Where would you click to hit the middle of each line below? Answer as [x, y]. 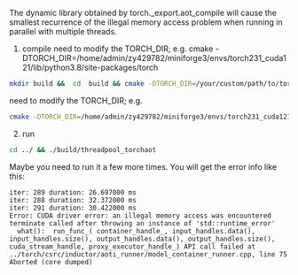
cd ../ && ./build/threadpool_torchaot [83, 149]
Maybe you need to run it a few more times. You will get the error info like [143, 166]
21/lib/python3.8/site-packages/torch [90, 67]
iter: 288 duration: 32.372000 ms [73, 200]
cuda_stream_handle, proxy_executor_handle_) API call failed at [132, 247]
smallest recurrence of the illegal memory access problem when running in [146, 22]
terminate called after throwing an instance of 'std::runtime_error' [142, 223]
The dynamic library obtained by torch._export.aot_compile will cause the [143, 13]
